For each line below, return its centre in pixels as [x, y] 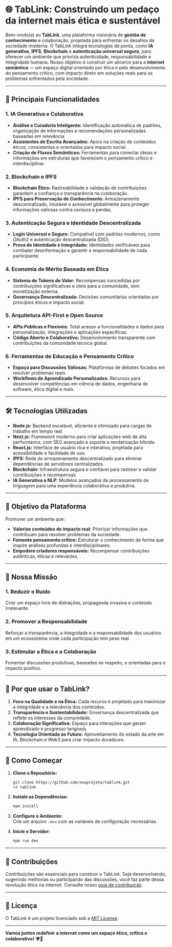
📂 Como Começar [34, 761]
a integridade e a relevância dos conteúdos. [59, 707]
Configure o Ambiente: [38, 816]
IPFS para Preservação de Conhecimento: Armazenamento [76, 199]
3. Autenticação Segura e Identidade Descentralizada [73, 223]
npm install [25, 806]
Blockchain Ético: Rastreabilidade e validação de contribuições [80, 188]
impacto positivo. [24, 668]
